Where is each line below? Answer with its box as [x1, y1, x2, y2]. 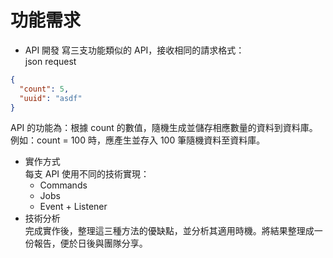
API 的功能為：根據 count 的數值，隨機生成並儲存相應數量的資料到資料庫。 [10, 122, 318, 134]
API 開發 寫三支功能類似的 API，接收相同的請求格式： [24, 44, 245, 56]
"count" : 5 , [19, 84, 70, 94]
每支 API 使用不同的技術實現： [24, 168, 150, 180]
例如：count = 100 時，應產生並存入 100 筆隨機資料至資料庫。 [10, 134, 266, 146]
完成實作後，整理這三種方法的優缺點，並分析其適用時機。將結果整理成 [24, 225, 315, 237]
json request [24, 55, 77, 67]
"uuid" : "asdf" [19, 93, 83, 103]
